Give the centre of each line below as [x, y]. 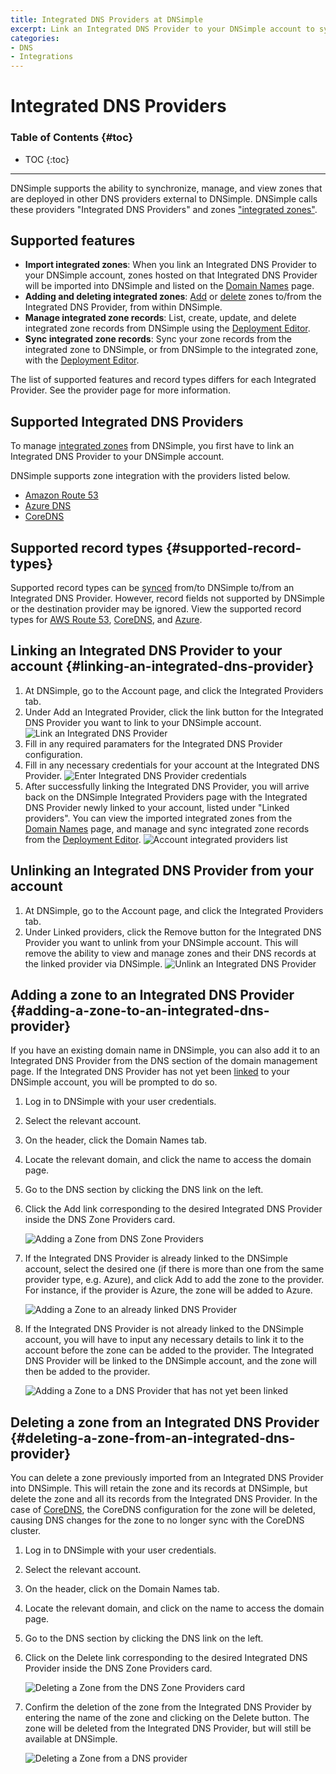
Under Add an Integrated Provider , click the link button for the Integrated [174, 712]
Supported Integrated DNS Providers [127, 421]
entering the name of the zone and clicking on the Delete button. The [167, 1718]
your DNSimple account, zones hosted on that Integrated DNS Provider [171, 275]
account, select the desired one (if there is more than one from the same [174, 1269]
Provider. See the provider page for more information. [121, 390]
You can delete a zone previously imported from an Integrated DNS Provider [167, 1478]
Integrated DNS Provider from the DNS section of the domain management [164, 1061]
